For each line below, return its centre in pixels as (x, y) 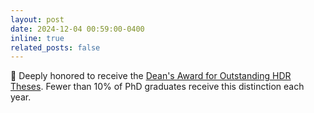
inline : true (37, 38)
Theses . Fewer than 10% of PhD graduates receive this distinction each (157, 87)
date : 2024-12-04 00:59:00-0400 (77, 29)
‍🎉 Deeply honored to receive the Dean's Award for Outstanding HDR (151, 76)
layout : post (37, 19)
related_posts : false (55, 47)
